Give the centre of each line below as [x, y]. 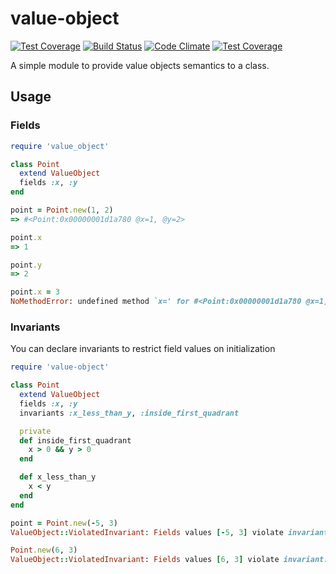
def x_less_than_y [58, 477]
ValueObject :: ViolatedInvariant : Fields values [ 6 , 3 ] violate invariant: [169, 560]
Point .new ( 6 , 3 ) [44, 550]
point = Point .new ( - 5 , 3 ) [64, 523]
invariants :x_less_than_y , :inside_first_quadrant [129, 413]
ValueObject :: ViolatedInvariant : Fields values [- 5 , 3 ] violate [147, 532]
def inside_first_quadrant [75, 440]
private [35, 431]
